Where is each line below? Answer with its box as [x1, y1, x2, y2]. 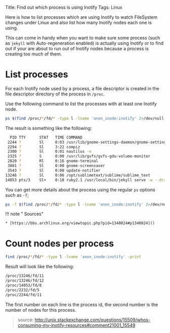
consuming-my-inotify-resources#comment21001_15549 [17, 322, 136, 328]
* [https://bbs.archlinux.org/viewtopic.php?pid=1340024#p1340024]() [5, 221, 155, 226]
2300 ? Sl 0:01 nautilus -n [7, 149, 92, 154]
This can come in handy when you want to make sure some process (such [5, 35, 160, 41]
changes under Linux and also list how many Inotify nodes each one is [5, 20, 152, 25]
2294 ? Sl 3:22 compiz [7, 144, 80, 149]
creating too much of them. [5, 51, 62, 57]
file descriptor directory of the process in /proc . [5, 91, 105, 97]
